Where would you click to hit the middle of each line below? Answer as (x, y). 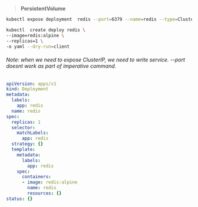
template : (23, 150)
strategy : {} (27, 144)
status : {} (19, 199)
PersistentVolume (43, 9)
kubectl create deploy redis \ (46, 30)
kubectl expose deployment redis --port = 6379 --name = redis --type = (92, 19)
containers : (36, 177)
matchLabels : (33, 133)
